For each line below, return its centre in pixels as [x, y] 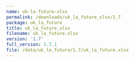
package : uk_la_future [34, 22]
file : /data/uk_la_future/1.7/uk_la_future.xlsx [67, 50]
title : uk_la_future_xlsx [38, 28]
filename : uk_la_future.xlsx [42, 34]
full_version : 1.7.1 [32, 45]
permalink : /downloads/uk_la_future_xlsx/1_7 [63, 17]
